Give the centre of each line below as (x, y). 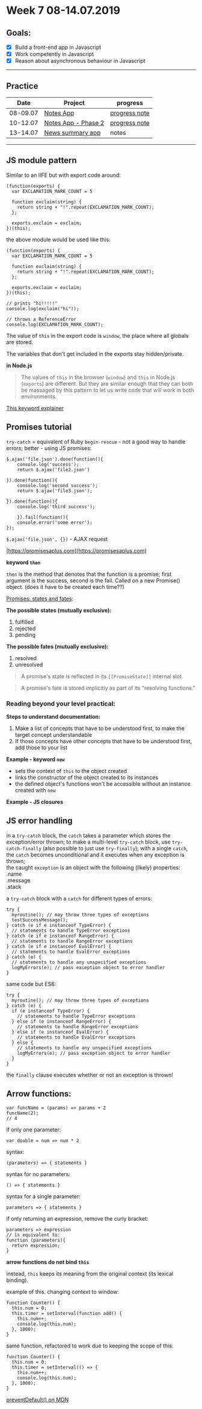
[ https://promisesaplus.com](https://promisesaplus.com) (77, 550)
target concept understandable (53, 734)
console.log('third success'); (56, 507)
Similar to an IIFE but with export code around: (64, 175)
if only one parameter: (34, 1130)
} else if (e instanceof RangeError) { (62, 1021)
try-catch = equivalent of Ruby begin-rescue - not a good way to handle (96, 442)
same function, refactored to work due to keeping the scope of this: (90, 1346)
